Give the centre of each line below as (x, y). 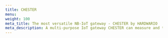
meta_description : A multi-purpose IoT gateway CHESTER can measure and (82, 28)
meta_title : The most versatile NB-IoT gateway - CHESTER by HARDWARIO (81, 23)
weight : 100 (17, 19)
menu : (11, 14)
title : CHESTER (21, 10)
